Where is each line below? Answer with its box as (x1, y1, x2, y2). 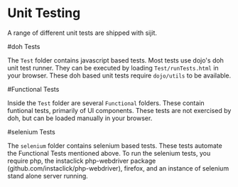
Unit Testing (7, 5, 81, 21)
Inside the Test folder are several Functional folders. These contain (7, 98, 205, 107)
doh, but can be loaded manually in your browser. (7, 114, 153, 122)
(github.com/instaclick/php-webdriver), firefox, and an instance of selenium (7, 164, 229, 172)
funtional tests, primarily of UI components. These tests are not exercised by (7, 106, 232, 114)
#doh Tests (7, 42, 40, 50)
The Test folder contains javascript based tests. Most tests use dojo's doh (7, 55, 224, 65)
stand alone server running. (7, 171, 89, 180)
